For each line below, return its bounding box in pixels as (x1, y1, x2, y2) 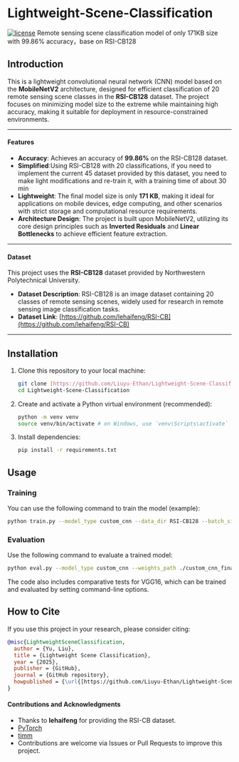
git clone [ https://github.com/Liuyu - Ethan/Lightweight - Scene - (17, 380, 210, 387)
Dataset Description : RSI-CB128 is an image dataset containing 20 (17, 290, 214, 299)
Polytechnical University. (7, 276, 80, 284)
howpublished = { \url (14, 679, 78, 686)
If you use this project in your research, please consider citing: (7, 624, 191, 633)
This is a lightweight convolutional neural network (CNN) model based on (7, 77, 222, 86)
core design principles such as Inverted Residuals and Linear (17, 222, 200, 230)
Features (7, 138, 34, 147)
